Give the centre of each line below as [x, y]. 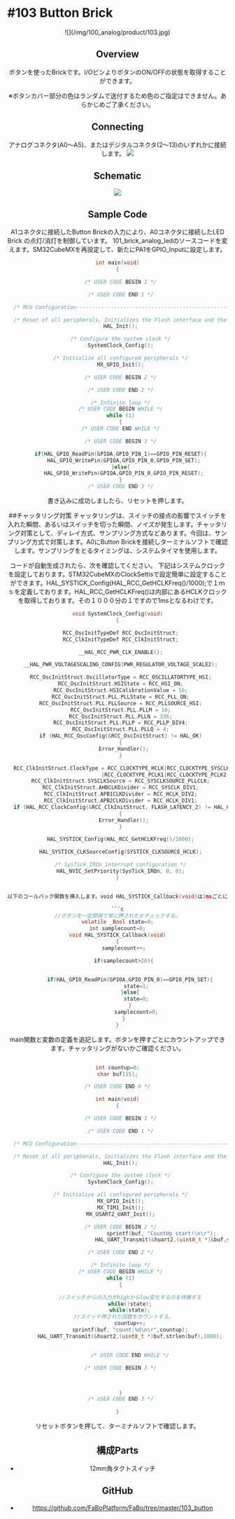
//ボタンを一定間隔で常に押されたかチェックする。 [117, 915]
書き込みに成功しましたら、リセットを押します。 [117, 501]
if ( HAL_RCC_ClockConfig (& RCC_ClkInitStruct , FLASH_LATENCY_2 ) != [112, 807]
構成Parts [117, 1450]
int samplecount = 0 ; [117, 929]
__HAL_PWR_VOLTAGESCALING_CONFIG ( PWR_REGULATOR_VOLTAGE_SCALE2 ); [121, 665]
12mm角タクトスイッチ [123, 1468]
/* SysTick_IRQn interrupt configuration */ [121, 865]
